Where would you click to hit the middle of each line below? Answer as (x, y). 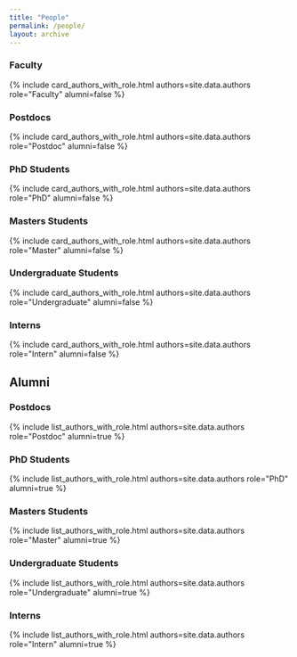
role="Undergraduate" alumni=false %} (81, 302)
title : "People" (39, 17)
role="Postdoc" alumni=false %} (69, 146)
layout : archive (39, 34)
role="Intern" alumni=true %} (63, 645)
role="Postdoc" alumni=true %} (67, 436)
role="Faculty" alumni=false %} (67, 94)
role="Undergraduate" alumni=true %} (80, 592)
